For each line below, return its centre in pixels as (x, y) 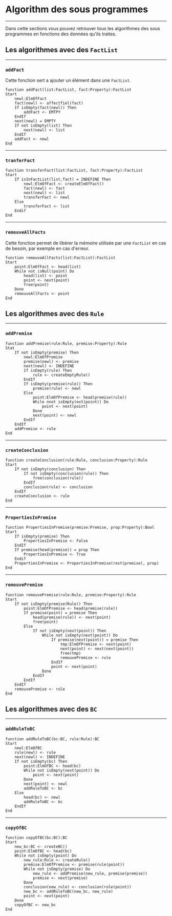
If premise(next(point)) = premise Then (95, 640)
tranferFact (20, 160)
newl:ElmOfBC (28, 748)
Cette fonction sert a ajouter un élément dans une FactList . (68, 80)
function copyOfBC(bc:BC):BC (36, 838)
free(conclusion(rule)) (58, 478)
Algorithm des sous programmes (77, 9)
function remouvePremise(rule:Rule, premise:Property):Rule (71, 595)
